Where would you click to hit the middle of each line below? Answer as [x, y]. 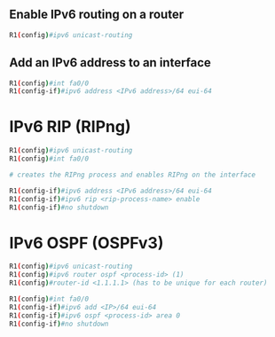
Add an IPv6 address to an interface [110, 63]
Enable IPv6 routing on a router [97, 15]
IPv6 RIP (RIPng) [70, 127]
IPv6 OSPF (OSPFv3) [86, 243]
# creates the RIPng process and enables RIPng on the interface [132, 175]
